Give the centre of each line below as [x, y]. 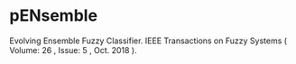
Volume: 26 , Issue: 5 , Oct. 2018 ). [73, 50]
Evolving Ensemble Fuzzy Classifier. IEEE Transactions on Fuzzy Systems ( [148, 41]
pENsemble [53, 16]
